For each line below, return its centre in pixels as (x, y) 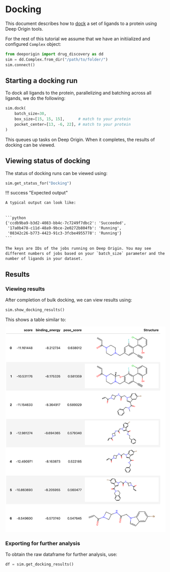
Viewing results (25, 289)
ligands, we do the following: (35, 98)
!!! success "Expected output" (37, 193)
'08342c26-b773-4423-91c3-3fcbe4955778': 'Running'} (65, 233)
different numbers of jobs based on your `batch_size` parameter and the (85, 254)
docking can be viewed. (30, 145)
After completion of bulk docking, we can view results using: (69, 300)
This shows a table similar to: (36, 320)
